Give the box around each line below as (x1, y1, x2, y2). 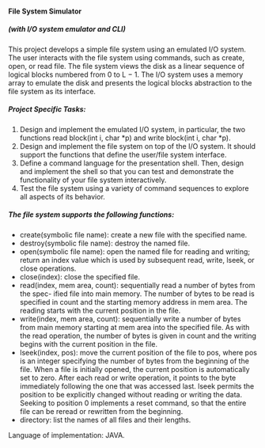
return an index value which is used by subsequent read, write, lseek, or (19, 255, 255, 264)
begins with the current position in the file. (19, 339, 158, 348)
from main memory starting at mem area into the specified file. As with (19, 322, 250, 332)
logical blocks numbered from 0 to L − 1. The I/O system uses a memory (8, 70, 244, 79)
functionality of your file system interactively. (19, 175, 167, 184)
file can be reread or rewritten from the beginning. (19, 406, 184, 416)
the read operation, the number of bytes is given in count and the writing (19, 331, 257, 340)
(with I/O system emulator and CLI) (8, 25, 127, 34)
